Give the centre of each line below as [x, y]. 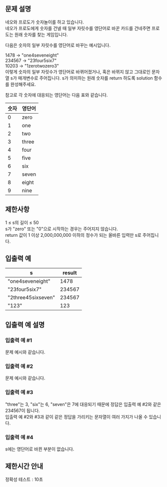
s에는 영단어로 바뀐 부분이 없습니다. [40, 449]
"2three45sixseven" [31, 298]
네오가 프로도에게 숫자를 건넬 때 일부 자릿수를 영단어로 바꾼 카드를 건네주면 [78, 28]
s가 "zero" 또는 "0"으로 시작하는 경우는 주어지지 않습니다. [62, 229]
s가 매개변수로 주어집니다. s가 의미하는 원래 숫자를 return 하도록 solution [82, 78]
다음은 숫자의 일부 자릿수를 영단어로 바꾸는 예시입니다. [58, 45]
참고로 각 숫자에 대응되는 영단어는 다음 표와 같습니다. [56, 95]
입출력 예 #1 [19, 340]
